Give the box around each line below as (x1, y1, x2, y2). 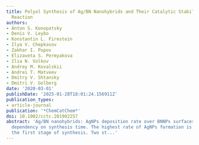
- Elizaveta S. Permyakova (6, 53, 73, 59)
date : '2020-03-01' (6, 86, 54, 92)
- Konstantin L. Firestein (6, 36, 73, 42)
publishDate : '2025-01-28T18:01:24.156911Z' (6, 91, 118, 97)
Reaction (11, 14, 33, 20)
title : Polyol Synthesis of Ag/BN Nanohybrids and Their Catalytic (6, 8, 176, 15)
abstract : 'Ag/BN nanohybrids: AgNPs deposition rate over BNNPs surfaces (6, 119, 195, 125)
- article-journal (6, 102, 52, 108)
